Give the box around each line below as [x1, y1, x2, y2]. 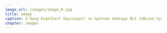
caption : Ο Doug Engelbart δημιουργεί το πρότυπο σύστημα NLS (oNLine [5, 16, 155, 21]
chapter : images [5, 20, 39, 26]
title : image [5, 12, 32, 16]
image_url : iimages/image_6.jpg [5, 7, 72, 12]
